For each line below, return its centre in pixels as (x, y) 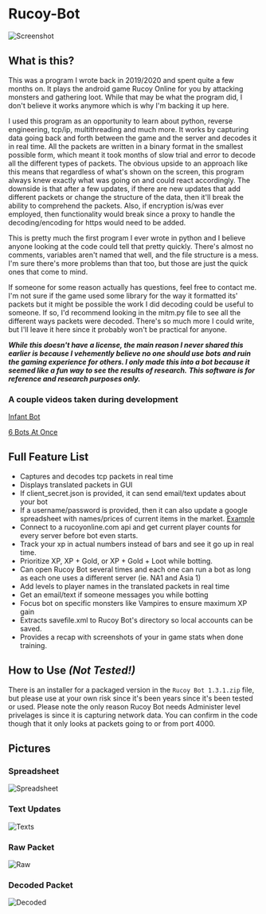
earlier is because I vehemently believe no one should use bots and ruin (130, 353)
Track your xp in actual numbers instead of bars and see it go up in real (137, 544)
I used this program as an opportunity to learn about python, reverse (121, 121)
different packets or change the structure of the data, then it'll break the (126, 197)
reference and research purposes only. (74, 378)
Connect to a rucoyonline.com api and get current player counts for (130, 527)
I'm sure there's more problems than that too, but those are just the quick (128, 263)
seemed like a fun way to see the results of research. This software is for (131, 370)
